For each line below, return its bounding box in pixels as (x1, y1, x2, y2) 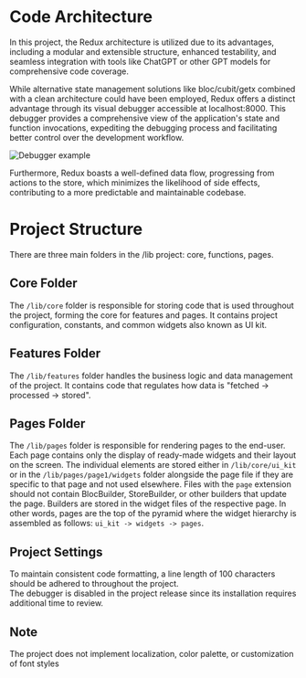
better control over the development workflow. (9, 132, 185, 143)
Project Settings (9, 544, 103, 559)
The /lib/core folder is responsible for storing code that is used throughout (9, 300, 294, 311)
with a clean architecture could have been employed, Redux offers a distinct (9, 93, 296, 104)
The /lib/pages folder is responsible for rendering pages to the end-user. (9, 440, 286, 451)
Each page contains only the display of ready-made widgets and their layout (9, 450, 297, 461)
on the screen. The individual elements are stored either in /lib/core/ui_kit (9, 460, 297, 471)
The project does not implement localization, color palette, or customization (9, 648, 294, 659)
